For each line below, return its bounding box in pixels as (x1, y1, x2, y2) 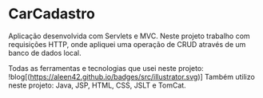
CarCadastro (8, 5, 96, 23)
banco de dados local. (8, 48, 82, 57)
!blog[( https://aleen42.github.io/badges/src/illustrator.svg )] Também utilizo (8, 72, 256, 81)
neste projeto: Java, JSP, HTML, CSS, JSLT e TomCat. (8, 80, 186, 90)
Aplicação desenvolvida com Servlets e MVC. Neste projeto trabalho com (8, 31, 250, 41)
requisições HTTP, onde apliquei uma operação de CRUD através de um (8, 39, 246, 49)
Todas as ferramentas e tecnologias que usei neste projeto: (8, 63, 204, 73)
